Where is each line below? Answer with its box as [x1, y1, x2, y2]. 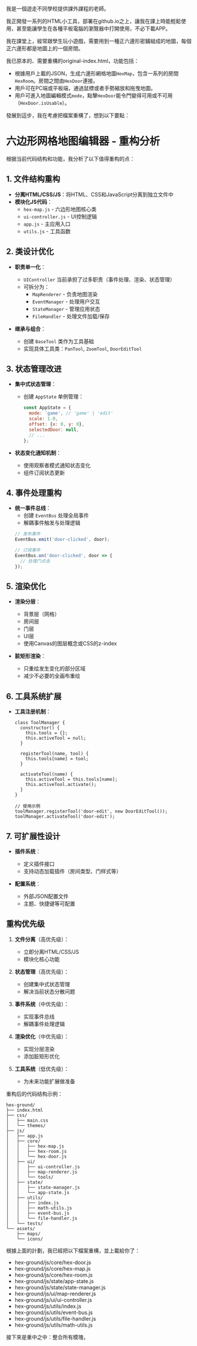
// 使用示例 [14, 803, 41, 810]
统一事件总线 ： [14, 505, 51, 512]
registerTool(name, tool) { [20, 751, 89, 757]
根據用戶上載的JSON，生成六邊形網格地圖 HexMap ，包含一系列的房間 [14, 70, 179, 77]
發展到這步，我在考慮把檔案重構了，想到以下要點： [6, 112, 130, 119]
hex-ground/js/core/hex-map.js [14, 1265, 91, 1272]
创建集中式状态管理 [23, 980, 71, 987]
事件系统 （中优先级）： [14, 1000, 69, 1007]
